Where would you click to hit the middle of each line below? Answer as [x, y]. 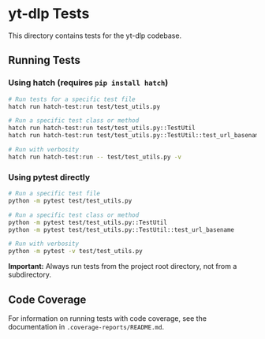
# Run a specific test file [54, 194]
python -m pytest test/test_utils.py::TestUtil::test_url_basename [121, 229]
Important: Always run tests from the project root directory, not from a [123, 266]
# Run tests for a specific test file [72, 99]
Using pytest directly [49, 177]
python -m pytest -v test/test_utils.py [76, 251]
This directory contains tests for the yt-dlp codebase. [95, 35]
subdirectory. [30, 275]
